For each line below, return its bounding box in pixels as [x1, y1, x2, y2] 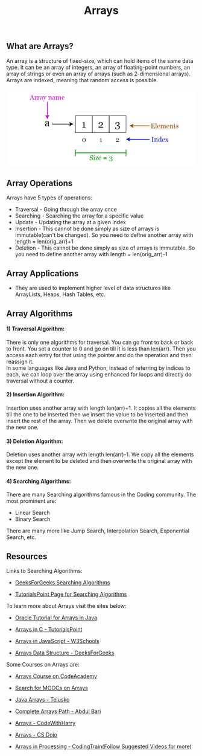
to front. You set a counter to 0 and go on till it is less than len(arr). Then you [6, 345, 196, 352]
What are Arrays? [6, 41, 74, 51]
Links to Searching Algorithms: [6, 567, 83, 575]
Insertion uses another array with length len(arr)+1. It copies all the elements [6, 404, 196, 412]
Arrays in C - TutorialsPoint [14, 626, 83, 633]
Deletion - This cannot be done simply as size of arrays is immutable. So [14, 244, 195, 251]
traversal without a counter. [6, 377, 74, 384]
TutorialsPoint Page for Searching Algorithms [14, 590, 127, 598]
